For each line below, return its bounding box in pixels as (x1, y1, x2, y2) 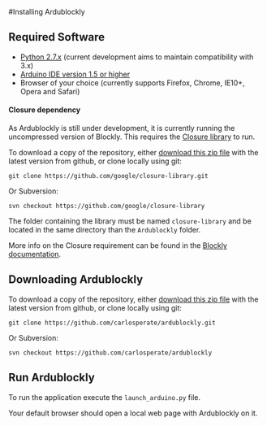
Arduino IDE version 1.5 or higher (19, 69, 131, 79)
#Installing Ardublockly (8, 7, 85, 16)
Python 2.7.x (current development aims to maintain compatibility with (19, 52, 254, 62)
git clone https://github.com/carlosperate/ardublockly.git (8, 319, 217, 327)
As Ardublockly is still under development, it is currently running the (8, 124, 235, 133)
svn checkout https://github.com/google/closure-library (8, 202, 205, 211)
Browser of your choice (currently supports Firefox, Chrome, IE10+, (19, 77, 245, 88)
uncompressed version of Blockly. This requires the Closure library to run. (8, 132, 256, 141)
